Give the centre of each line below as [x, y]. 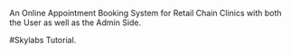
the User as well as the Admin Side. [75, 22]
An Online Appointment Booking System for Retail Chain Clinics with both [145, 13]
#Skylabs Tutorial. [43, 40]
